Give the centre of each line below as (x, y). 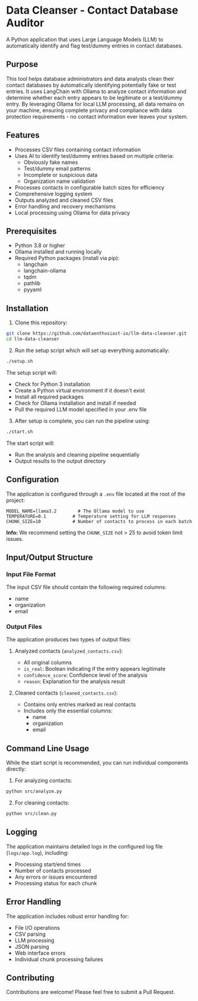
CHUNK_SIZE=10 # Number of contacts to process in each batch (99, 521)
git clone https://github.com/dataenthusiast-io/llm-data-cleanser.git (96, 334)
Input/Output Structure (49, 557)
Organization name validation (59, 181)
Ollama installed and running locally (58, 252)
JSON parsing (32, 946)
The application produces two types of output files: (69, 639)
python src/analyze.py (34, 791)
